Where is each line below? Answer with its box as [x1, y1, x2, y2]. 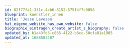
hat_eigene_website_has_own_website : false [5, 21, 97, 26]
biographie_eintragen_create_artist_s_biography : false [5, 26, 124, 31]
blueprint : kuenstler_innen [5, 12, 64, 17]
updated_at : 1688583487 [5, 35, 55, 40]
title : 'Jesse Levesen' [5, 16, 55, 21]
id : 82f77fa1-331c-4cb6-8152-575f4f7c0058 [5, 7, 95, 12]
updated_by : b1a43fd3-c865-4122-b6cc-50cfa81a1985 [5, 30, 113, 35]
